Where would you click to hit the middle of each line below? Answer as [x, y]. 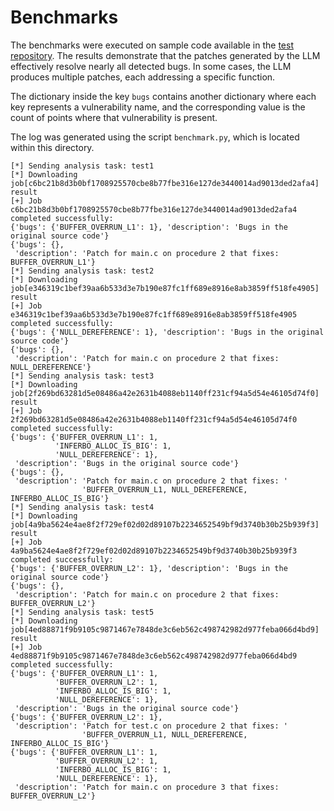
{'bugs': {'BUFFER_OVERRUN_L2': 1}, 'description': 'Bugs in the [149, 568]
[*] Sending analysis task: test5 [82, 612]
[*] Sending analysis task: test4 [82, 507]
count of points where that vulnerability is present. [114, 117]
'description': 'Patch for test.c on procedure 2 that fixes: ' [151, 726]
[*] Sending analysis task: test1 [82, 166]
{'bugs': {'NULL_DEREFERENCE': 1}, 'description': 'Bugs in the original [167, 332]
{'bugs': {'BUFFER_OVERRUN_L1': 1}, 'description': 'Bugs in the [149, 227]
